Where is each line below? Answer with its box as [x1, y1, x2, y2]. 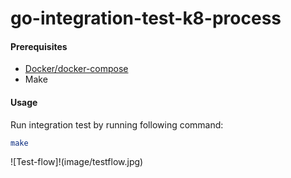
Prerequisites [10, 40, 68, 52]
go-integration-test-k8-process [10, 7, 282, 30]
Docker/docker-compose [24, 63, 129, 75]
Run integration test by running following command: [10, 118, 224, 131]
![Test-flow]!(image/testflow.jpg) [10, 156, 144, 168]
